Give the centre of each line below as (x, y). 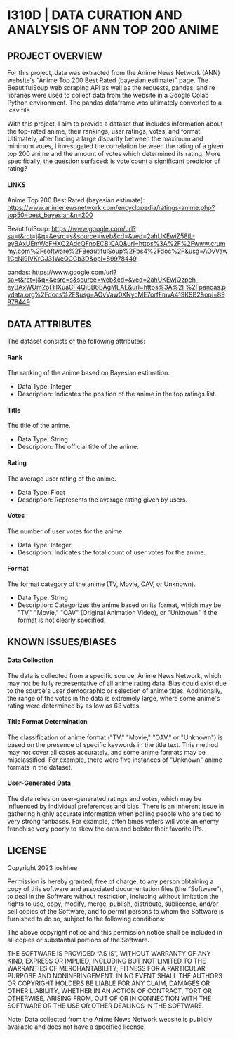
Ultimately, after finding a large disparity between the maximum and (105, 138)
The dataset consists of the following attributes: (76, 342)
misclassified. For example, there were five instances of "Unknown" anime (115, 760)
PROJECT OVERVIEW (55, 56)
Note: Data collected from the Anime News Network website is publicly (110, 1019)
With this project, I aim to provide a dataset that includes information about (115, 124)
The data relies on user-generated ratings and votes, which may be (105, 799)
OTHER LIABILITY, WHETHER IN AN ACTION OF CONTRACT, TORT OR (109, 990)
